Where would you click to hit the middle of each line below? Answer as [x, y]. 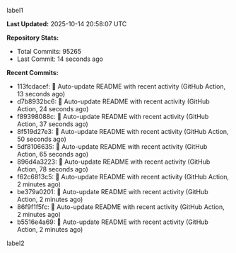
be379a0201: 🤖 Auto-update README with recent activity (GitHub [113, 192]
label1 [15, 10]
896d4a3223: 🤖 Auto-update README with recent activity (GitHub [113, 162]
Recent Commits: [33, 73]
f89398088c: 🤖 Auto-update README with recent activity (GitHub [113, 117]
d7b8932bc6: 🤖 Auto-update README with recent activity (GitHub [113, 101]
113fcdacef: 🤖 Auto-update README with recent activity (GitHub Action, [121, 86]
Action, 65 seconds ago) [53, 154]
